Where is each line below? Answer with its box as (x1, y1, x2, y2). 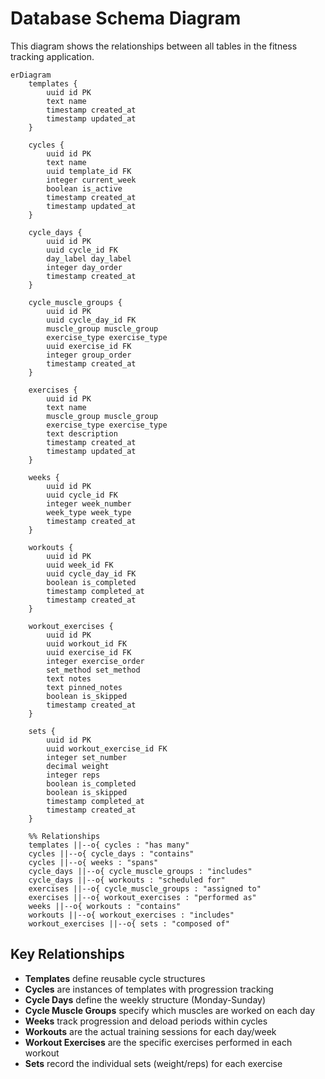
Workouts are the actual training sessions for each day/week (24, 1025, 277, 1037)
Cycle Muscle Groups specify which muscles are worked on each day (24, 1004, 316, 1016)
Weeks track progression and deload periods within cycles (24, 1015, 268, 1027)
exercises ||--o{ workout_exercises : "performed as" (28, 892, 257, 902)
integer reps (46, 770, 101, 780)
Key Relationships (10, 946, 125, 963)
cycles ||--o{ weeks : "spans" (28, 857, 159, 867)
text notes (46, 673, 92, 684)
